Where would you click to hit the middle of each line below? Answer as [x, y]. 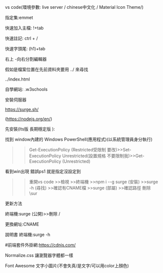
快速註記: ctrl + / [21, 38]
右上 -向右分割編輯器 [26, 59]
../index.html [18, 79]
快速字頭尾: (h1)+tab [25, 49]
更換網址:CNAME [22, 224]
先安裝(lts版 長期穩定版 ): [30, 129]
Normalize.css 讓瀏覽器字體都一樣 [39, 255]
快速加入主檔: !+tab [24, 28]
